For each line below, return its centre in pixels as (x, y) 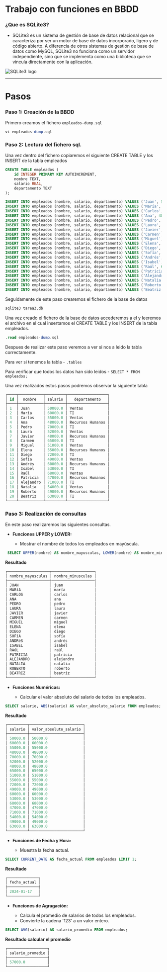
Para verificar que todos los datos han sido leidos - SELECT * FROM (73, 371)
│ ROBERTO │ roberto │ (51, 669)
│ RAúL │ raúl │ (51, 650)
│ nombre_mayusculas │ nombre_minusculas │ (51, 576)
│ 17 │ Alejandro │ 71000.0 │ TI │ (58, 483)
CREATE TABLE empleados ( (32, 170)
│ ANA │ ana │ (51, 599)
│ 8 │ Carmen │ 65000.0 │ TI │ (58, 441)
